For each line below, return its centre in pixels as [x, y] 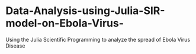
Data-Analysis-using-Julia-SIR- [85, 11]
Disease [15, 46]
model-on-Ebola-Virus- [65, 23]
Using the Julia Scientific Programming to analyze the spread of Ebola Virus [98, 39]
